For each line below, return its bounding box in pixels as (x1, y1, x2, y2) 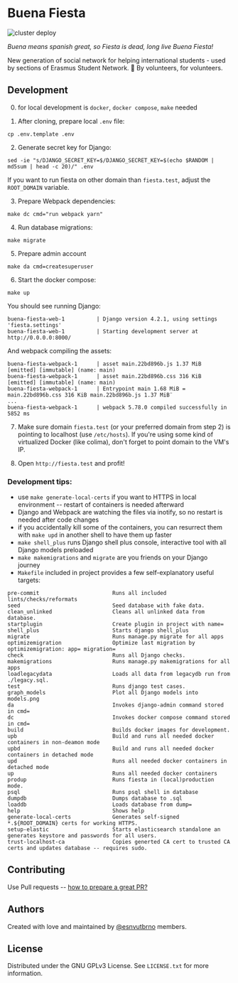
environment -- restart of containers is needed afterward (17, 500, 185, 509)
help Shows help (7, 807, 144, 815)
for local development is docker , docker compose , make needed (17, 103, 198, 112)
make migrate (7, 237, 46, 244)
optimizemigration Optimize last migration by (7, 640, 195, 647)
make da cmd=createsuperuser (7, 263, 94, 270)
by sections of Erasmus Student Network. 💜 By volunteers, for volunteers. (7, 63, 223, 72)
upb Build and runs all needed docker (7, 733, 215, 740)
